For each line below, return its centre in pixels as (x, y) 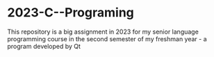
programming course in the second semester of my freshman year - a (107, 38)
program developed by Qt (44, 46)
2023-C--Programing (71, 13)
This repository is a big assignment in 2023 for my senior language (103, 32)
